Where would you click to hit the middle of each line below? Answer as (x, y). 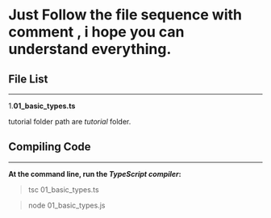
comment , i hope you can (96, 32)
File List (28, 79)
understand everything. (90, 49)
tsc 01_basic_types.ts (63, 189)
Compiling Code (50, 147)
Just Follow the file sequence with (125, 15)
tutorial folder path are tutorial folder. (70, 122)
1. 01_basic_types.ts (42, 106)
